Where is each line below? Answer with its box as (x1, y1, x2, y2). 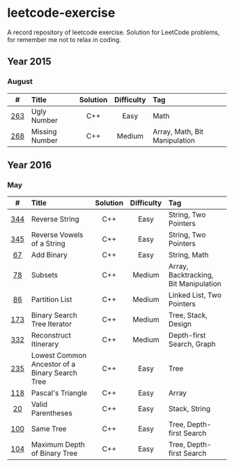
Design (168, 319, 192, 329)
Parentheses (31, 408, 73, 418)
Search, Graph (168, 339, 216, 349)
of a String (31, 239, 66, 249)
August (7, 77, 33, 87)
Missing (31, 127, 57, 136)
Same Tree (31, 424, 67, 434)
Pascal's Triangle (31, 388, 88, 398)
